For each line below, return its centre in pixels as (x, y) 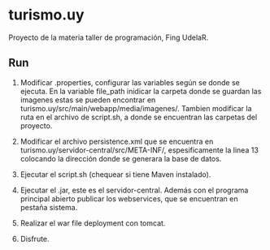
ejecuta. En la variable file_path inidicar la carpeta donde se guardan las (141, 91)
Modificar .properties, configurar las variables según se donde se (130, 82)
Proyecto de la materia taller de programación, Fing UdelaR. (109, 37)
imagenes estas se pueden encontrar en (88, 100)
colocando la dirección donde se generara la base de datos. (121, 158)
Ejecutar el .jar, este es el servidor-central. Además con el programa (134, 190)
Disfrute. (35, 239)
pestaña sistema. (49, 207)
